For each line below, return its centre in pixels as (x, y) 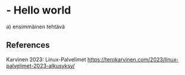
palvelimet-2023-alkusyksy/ (40, 66)
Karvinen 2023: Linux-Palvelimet (46, 59)
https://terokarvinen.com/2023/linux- (133, 59)
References (28, 45)
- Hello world (39, 10)
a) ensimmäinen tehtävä (36, 27)
